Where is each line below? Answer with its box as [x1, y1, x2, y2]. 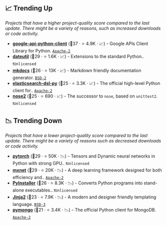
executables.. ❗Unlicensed [24, 187, 77, 193]
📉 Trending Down [5, 116, 62, 125]
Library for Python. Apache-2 [12, 47, 71, 53]
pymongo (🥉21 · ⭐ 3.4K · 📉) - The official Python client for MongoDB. [12, 206, 156, 212]
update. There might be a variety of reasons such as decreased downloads [5, 137, 161, 143]
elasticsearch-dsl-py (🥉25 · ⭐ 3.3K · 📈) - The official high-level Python [12, 80, 161, 86]
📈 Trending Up [5, 4, 53, 12]
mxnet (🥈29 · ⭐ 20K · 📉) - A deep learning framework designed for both [12, 167, 162, 173]
